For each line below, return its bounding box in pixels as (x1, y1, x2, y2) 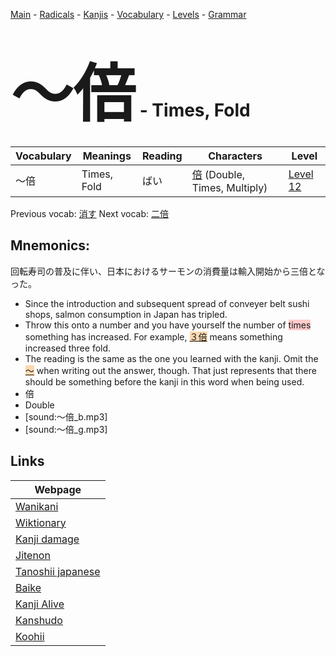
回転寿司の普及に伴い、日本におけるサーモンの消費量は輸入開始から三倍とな (10, 265, 326, 277)
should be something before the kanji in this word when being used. (24, 375, 305, 388)
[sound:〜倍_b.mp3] (24, 410, 108, 423)
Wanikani (15, 499, 59, 513)
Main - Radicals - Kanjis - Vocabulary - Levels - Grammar (10, 9, 247, 20)
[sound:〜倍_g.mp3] (24, 423, 108, 435)
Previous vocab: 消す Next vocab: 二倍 (10, 207, 169, 219)
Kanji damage (15, 532, 80, 546)
